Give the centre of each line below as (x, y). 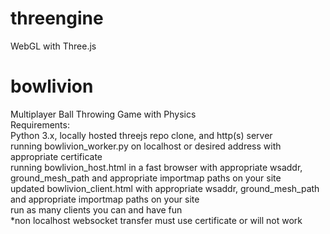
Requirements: (40, 124)
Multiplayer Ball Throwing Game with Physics (103, 114)
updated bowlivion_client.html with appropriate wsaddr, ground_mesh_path (165, 188)
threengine (57, 18)
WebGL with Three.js (53, 46)
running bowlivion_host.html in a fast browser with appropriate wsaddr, (156, 167)
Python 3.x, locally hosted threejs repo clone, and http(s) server (141, 135)
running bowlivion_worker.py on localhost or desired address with (146, 146)
